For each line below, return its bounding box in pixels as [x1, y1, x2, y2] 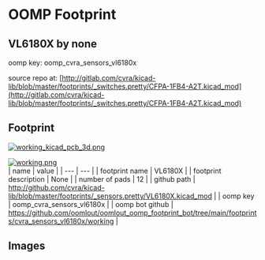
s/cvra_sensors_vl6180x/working [8, 216, 114, 226]
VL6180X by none [8, 37, 97, 51]
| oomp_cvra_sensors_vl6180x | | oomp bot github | [8, 199, 174, 209]
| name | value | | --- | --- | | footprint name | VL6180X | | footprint [8, 166, 222, 175]
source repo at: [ [8, 73, 62, 82]
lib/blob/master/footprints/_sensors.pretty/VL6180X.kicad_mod [8, 191, 213, 201]
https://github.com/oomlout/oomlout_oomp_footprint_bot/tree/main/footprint [8, 208, 257, 217]
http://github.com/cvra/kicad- [8, 183, 105, 192]
